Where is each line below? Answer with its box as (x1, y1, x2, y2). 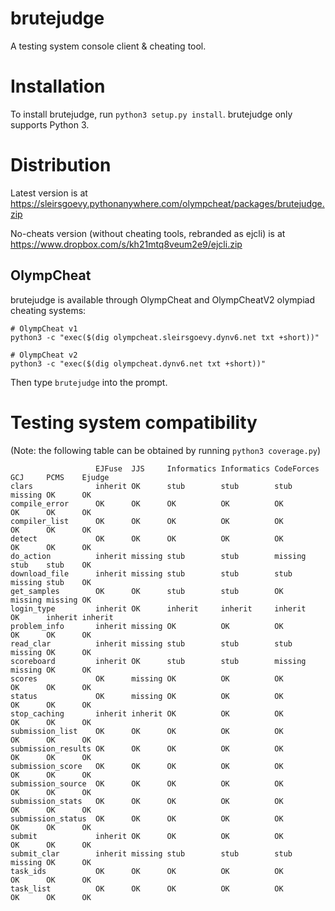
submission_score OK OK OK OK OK (10, 761, 284, 771)
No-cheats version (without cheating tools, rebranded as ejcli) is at (10, 227, 286, 239)
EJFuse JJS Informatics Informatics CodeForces (95, 463, 320, 474)
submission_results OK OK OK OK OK (10, 743, 284, 754)
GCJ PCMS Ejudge (10, 472, 110, 482)
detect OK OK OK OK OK (10, 533, 284, 544)
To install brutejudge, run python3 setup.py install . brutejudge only (10, 108, 293, 120)
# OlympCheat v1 (10, 323, 78, 334)
